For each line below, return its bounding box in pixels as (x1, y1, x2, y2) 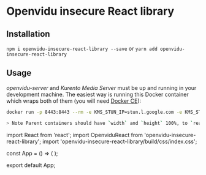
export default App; (6, 161, 56, 169)
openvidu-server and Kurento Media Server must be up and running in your (6, 84, 197, 91)
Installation (6, 29, 50, 39)
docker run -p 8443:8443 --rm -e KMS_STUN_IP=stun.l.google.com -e (6, 109, 183, 115)
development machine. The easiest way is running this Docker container (6, 91, 189, 98)
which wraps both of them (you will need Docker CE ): (6, 97, 142, 105)
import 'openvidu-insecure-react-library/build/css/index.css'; (42, 138, 197, 145)
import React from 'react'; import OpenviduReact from (6, 131, 143, 138)
